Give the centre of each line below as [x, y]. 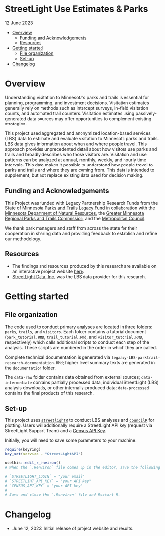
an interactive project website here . [48, 271]
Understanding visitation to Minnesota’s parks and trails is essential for [77, 97]
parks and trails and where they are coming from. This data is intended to [80, 170]
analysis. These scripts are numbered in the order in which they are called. [81, 347]
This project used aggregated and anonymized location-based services [78, 133]
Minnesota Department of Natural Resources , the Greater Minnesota [75, 213]
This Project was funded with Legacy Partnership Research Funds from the [82, 203]
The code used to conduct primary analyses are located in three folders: [79, 327]
